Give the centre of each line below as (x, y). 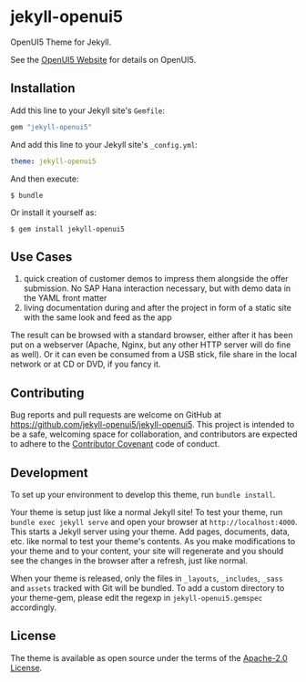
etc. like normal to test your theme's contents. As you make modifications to (153, 541)
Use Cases (41, 257)
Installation (43, 88)
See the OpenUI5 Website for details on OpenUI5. (103, 59)
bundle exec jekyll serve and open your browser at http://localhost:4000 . (154, 522)
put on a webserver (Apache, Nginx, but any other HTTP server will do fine (151, 345)
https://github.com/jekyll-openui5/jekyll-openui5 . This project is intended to (153, 425)
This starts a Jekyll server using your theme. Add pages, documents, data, (150, 532)
